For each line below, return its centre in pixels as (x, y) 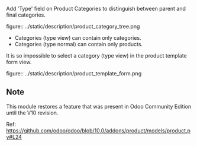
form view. (19, 62)
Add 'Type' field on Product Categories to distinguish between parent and (96, 9)
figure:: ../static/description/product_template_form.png (74, 73)
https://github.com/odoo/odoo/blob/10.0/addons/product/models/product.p (98, 131)
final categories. (26, 15)
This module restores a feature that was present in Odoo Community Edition (99, 106)
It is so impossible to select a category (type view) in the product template (97, 55)
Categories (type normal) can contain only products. (79, 44)
